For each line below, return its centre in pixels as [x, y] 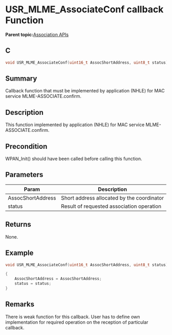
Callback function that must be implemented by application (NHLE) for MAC [85, 91]
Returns [18, 224]
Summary [21, 79]
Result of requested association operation [111, 206]
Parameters [24, 175]
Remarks [20, 304]
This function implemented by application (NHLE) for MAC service [75, 125]
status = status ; [33, 284]
